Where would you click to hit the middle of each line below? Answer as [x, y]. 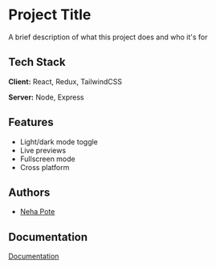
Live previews [43, 150]
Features [31, 122]
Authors [29, 192]
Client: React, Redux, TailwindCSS [65, 81]
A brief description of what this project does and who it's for [108, 37]
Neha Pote [37, 212]
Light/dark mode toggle [59, 141]
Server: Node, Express [46, 97]
